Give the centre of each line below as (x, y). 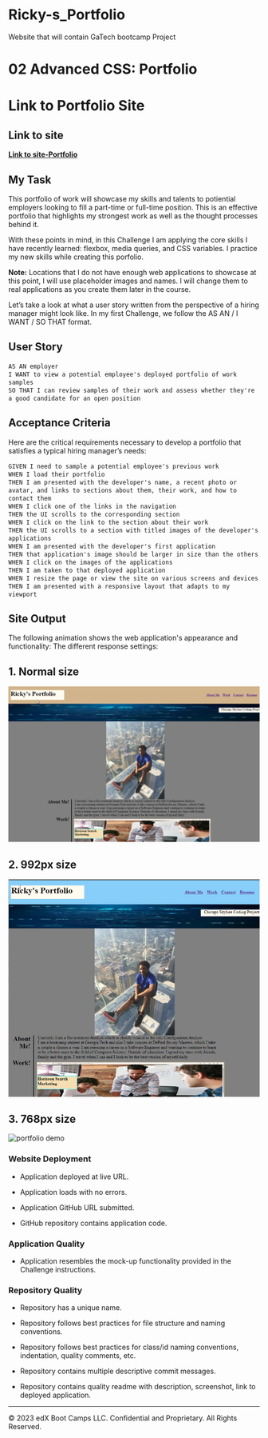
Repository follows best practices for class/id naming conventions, (129, 1347)
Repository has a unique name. (71, 1308)
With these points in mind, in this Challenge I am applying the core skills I (128, 240)
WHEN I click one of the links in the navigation (93, 506)
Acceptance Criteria (59, 423)
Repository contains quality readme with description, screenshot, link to (138, 1387)
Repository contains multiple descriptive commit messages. (118, 1371)
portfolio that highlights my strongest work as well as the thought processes (133, 216)
